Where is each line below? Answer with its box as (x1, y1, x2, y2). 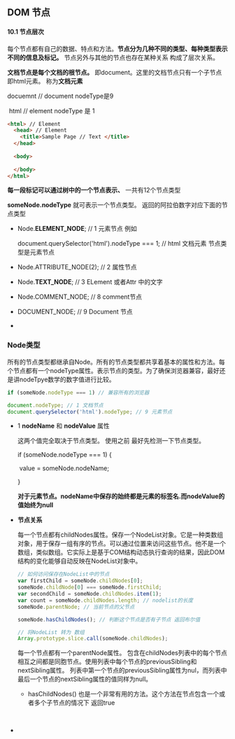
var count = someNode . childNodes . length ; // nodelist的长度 (17, 597, 194, 604)
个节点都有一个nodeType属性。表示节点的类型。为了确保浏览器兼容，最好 (7, 366, 220, 374)
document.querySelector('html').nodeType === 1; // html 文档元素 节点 (17, 239, 221, 248)
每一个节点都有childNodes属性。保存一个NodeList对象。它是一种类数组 (17, 530, 224, 539)
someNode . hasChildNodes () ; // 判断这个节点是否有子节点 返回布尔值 (17, 616, 201, 623)
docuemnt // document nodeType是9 (7, 92, 114, 100)
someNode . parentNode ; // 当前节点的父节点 (17, 603, 135, 610)
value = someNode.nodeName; (19, 464, 110, 472)
